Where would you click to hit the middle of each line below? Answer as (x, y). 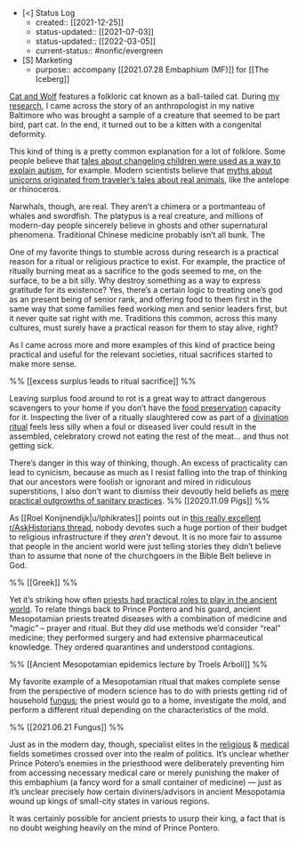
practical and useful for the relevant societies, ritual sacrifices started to (141, 354)
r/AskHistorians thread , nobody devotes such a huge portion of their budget (148, 527)
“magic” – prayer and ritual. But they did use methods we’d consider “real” (145, 628)
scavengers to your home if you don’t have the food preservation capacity (145, 408)
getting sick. (32, 445)
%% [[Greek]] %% (44, 583)
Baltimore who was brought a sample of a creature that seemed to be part (145, 115)
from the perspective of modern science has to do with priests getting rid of (148, 691)
